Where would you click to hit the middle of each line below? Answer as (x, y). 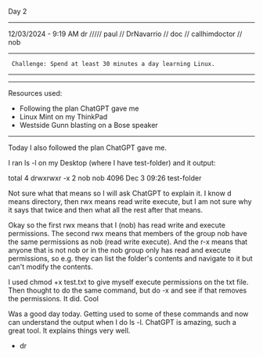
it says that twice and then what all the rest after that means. (106, 210)
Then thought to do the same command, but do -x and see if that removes (128, 290)
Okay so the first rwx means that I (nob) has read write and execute (117, 225)
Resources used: (35, 93)
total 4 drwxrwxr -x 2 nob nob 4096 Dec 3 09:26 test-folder (105, 178)
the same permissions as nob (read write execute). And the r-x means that (128, 242)
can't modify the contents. (50, 267)
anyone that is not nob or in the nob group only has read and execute (119, 250)
